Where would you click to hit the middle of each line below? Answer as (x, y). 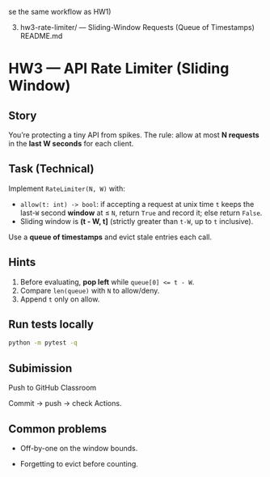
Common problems (58, 429)
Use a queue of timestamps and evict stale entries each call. (110, 237)
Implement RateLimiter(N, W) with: (67, 188)
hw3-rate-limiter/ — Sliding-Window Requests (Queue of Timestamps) (137, 27)
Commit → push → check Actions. (65, 403)
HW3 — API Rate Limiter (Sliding (119, 69)
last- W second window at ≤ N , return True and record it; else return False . (141, 213)
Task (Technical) (51, 169)
